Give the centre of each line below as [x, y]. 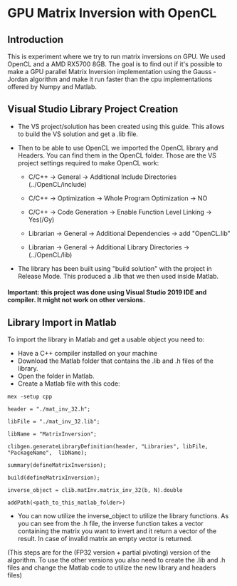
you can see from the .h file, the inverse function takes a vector [111, 524]
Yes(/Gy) [41, 220]
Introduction [36, 40]
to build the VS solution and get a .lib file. [78, 134]
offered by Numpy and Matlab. [52, 87]
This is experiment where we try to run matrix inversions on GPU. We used [116, 56]
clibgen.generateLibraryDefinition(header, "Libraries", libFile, [108, 447]
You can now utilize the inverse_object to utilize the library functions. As [123, 516]
